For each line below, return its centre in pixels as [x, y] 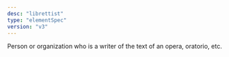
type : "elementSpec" [37, 20]
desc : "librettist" [35, 14]
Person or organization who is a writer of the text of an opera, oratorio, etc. [115, 47]
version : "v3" [28, 26]
